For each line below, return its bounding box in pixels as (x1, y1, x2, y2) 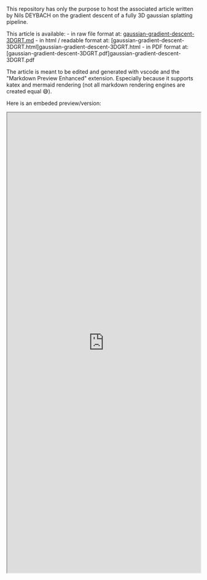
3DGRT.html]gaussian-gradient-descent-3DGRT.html (6, 43, 141, 50)
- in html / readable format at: (35, 37, 110, 44)
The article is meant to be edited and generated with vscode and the (6, 68, 180, 75)
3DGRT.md (6, 37, 34, 44)
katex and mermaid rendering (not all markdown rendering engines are (6, 81, 186, 88)
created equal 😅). (6, 88, 52, 95)
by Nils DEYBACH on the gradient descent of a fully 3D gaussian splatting (6, 12, 193, 19)
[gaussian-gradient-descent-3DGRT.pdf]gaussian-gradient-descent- (6, 50, 181, 57)
